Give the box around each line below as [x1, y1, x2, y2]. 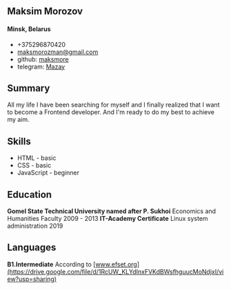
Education [7, 188, 52, 200]
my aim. [7, 116, 30, 124]
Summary [7, 82, 50, 94]
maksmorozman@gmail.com [17, 48, 99, 56]
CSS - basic [17, 161, 52, 170]
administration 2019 [7, 221, 63, 230]
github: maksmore [17, 55, 69, 63]
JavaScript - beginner [17, 169, 80, 177]
